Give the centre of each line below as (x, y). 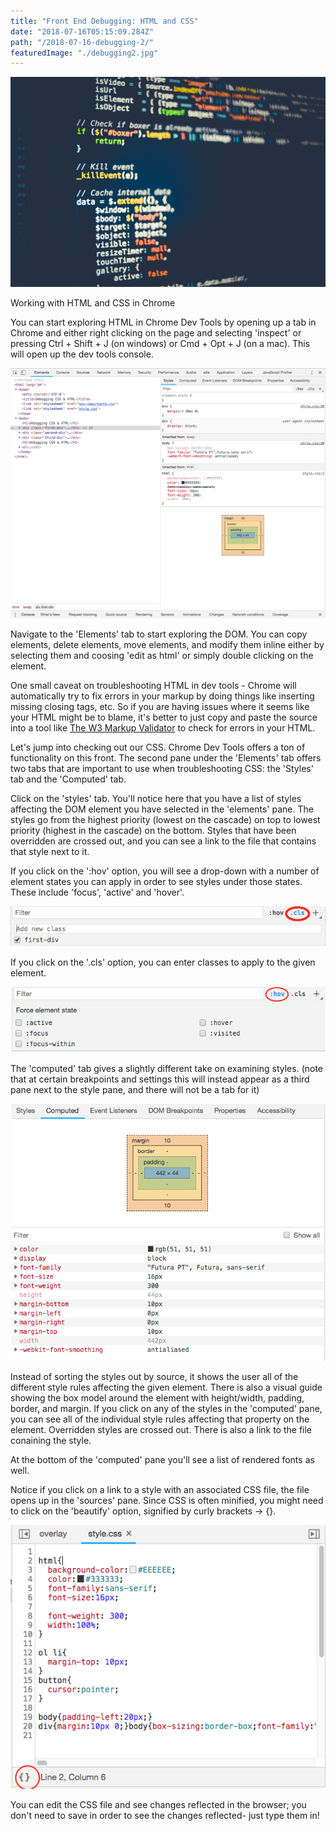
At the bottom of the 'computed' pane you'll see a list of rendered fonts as (162, 1460)
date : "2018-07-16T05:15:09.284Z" (82, 31)
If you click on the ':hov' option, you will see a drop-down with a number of (165, 871)
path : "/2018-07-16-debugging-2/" (82, 42)
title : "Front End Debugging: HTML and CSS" (104, 21)
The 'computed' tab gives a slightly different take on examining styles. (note (167, 1068)
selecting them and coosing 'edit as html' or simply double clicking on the (162, 656)
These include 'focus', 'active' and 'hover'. (97, 892)
